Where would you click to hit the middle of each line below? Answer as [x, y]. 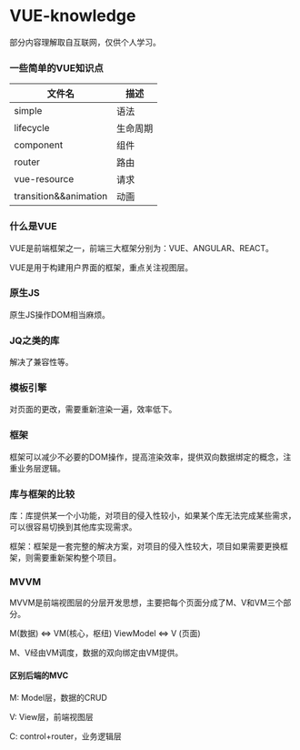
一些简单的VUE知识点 [56, 67]
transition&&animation [61, 197]
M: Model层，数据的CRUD [58, 697]
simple [28, 111]
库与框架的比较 [42, 494]
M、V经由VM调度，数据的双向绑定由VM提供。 [96, 653]
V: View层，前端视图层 [51, 716]
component [39, 145]
